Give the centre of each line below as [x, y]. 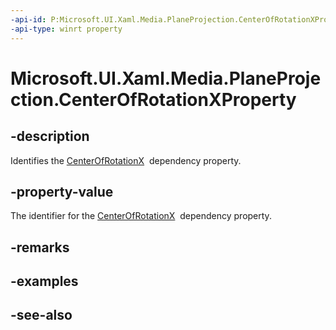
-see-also [41, 315]
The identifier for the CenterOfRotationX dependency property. [141, 216]
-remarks [40, 247]
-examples [44, 281]
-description [50, 136]
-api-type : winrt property [66, 29]
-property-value [62, 191]
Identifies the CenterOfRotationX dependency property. [126, 160]
